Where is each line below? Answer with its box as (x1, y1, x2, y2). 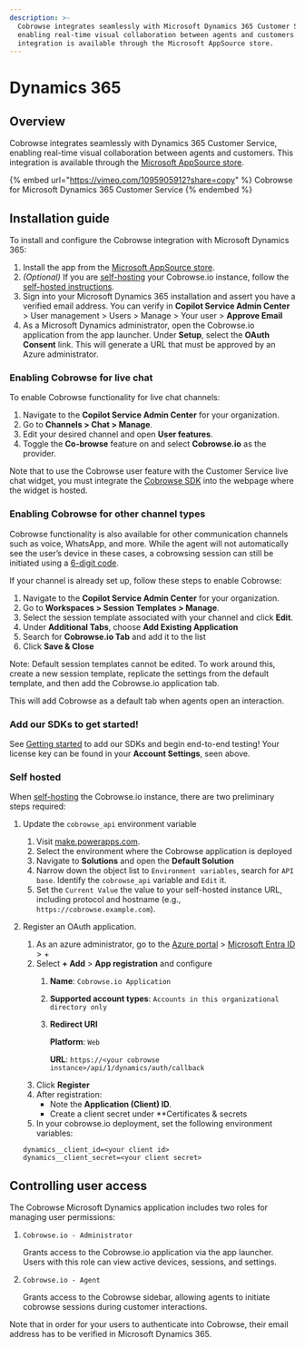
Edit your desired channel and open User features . (22, 428, 213, 440)
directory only (49, 1003, 107, 1012)
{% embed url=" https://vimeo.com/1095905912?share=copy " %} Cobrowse (9, 174, 293, 186)
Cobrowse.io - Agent (22, 1276, 101, 1285)
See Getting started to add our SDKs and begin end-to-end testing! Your (9, 738, 280, 749)
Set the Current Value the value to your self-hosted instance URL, (35, 884, 283, 895)
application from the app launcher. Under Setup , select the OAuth (22, 330, 271, 340)
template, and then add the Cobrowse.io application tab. (9, 677, 220, 688)
